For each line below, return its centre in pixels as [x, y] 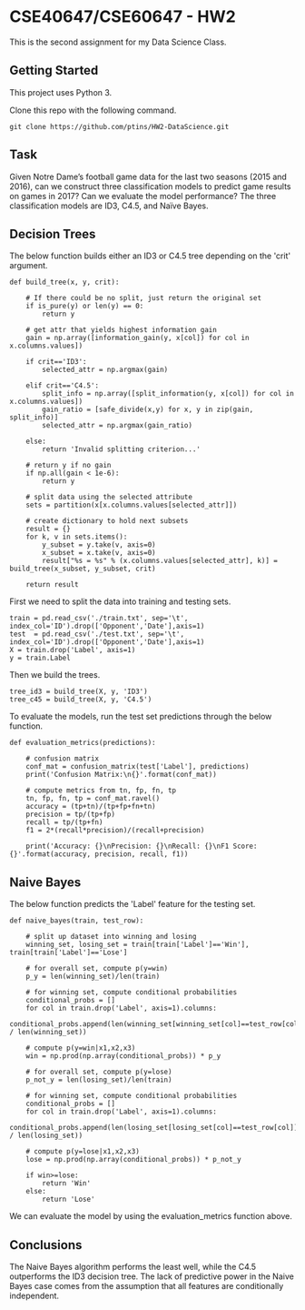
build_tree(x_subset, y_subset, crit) [83, 569]
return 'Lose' [69, 1199]
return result [52, 585]
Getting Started [54, 71]
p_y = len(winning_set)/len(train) [93, 977]
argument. [29, 266]
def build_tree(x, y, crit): [64, 282]
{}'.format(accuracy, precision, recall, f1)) [99, 854]
